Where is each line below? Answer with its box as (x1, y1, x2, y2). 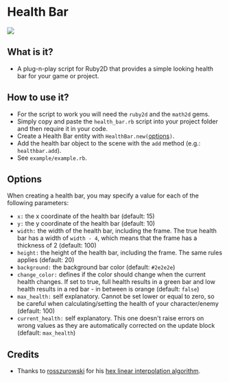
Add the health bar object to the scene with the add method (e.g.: (16, 139, 201, 147)
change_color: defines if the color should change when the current (16, 270, 206, 278)
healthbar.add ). (16, 146, 62, 154)
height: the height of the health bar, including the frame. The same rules (16, 248, 223, 257)
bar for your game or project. (16, 71, 99, 80)
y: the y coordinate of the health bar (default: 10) (16, 219, 156, 228)
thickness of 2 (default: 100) (16, 241, 97, 250)
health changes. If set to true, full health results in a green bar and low (16, 278, 216, 286)
